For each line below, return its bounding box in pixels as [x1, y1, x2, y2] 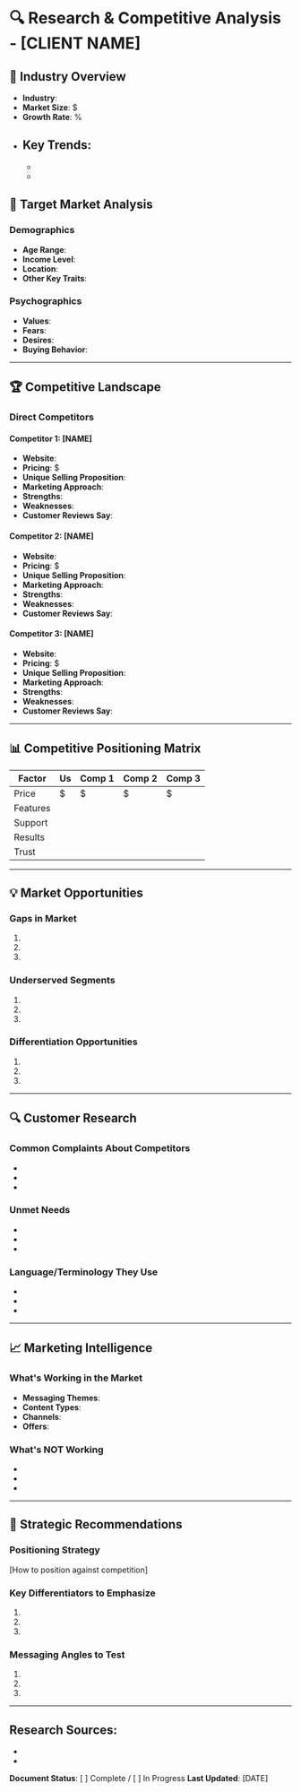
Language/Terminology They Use [9, 1266, 159, 1278]
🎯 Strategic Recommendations [9, 1517, 183, 1532]
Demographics [9, 224, 75, 237]
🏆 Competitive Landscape [9, 379, 161, 395]
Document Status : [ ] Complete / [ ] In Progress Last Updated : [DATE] [9, 1773, 269, 1784]
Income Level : [21, 254, 76, 264]
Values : [21, 316, 52, 326]
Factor [17, 772, 47, 784]
